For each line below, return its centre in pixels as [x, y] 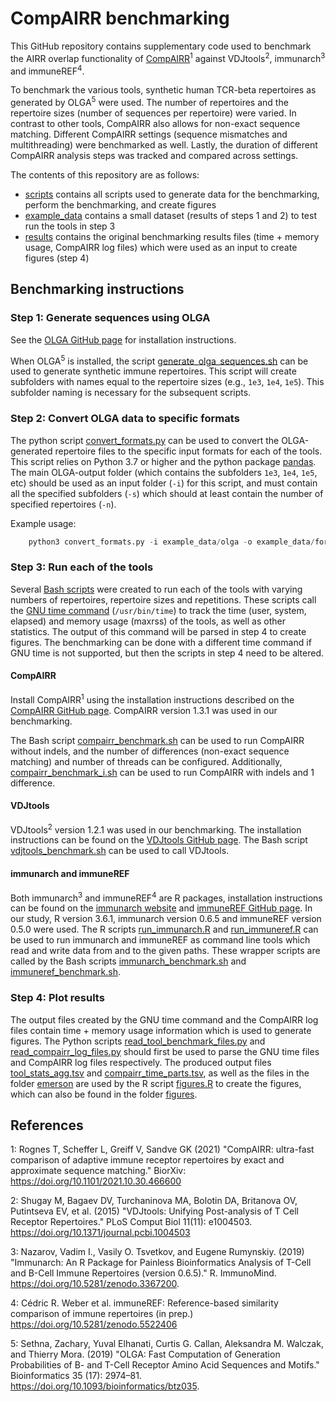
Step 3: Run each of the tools [82, 567]
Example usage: [43, 523]
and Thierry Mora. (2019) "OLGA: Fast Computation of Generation [145, 1354]
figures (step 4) [57, 258]
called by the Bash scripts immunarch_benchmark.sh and [128, 961]
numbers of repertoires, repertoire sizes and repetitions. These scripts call [163, 599]
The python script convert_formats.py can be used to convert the [145, 440]
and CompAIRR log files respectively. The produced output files [141, 1062]
